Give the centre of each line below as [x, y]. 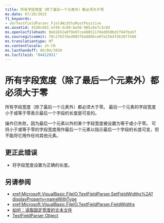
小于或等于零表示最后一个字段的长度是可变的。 [52, 113]
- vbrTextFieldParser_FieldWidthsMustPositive [53, 23]
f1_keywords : [18, 19]
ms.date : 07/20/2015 [26, 14]
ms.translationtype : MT [29, 41]
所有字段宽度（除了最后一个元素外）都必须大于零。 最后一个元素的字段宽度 [81, 107]
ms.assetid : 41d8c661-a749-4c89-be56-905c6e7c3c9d [58, 28]
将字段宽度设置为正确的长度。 [42, 165]
